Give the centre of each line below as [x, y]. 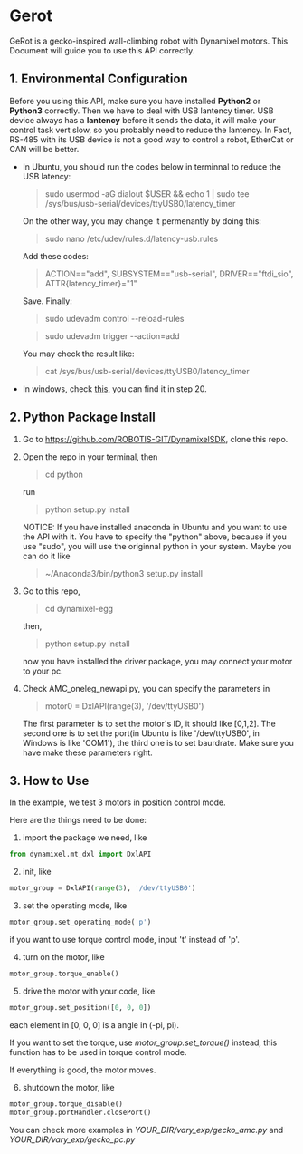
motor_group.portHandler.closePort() [80, 1112]
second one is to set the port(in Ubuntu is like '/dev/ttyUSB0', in [141, 733]
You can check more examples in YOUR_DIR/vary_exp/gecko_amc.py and [147, 1130]
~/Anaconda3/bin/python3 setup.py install [124, 573]
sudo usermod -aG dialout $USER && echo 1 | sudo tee [147, 194]
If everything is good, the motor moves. [83, 1070]
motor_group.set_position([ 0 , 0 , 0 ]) [80, 1007]
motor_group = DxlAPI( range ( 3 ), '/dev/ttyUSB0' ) [103, 888]
